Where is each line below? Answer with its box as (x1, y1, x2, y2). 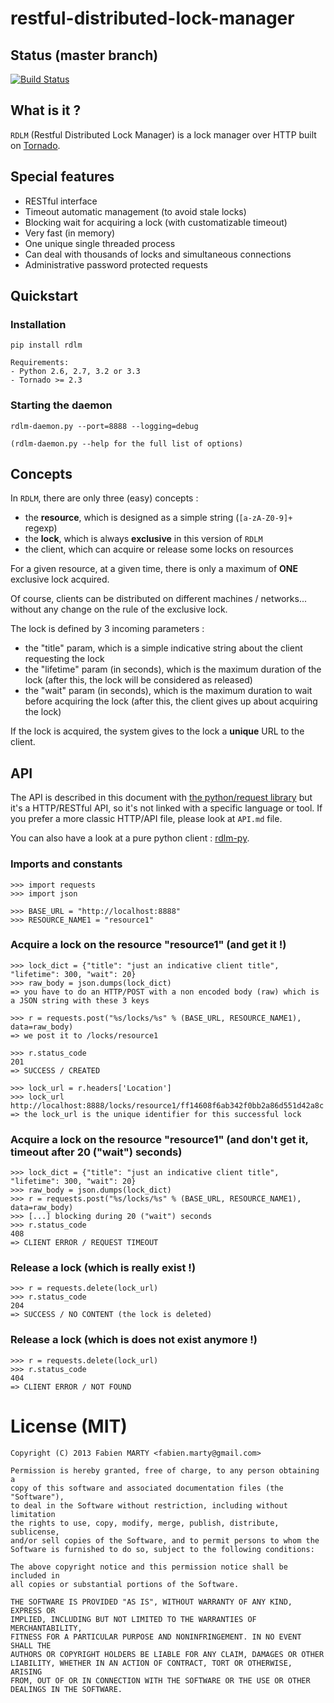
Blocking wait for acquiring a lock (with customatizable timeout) (24, 216, 288, 228)
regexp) (24, 522, 58, 534)
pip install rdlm (10, 340, 83, 351)
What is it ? (10, 102, 82, 119)
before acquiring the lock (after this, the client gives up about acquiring (24, 695, 318, 707)
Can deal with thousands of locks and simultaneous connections (24, 248, 292, 260)
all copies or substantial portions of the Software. (10, 1579, 240, 1589)
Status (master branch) (10, 47, 159, 64)
